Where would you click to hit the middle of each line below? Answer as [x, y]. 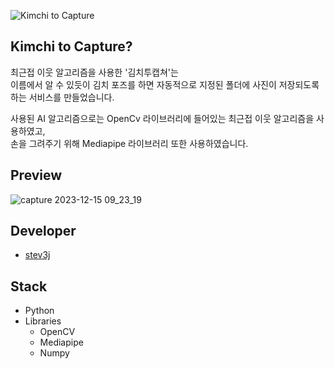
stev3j [37, 255]
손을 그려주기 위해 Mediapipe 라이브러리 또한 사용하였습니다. [129, 143]
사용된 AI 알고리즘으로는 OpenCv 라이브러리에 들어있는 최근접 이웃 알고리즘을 [162, 118]
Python [39, 311]
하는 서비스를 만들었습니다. [62, 97]
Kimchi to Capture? [71, 46]
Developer [43, 231]
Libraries [43, 321]
